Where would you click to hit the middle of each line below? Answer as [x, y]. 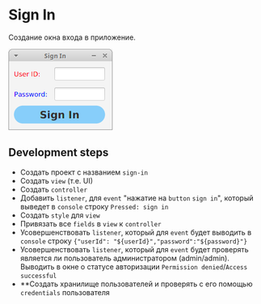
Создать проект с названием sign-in [84, 172]
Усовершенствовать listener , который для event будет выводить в [136, 232]
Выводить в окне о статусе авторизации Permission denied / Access [134, 266]
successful [38, 276]
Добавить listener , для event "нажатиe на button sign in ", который [137, 198]
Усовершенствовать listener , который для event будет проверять [134, 249]
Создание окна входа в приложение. [72, 37]
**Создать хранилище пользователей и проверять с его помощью [136, 284]
